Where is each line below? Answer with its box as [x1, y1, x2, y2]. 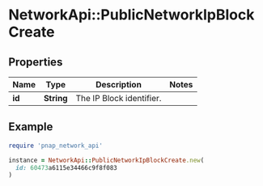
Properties [8, 55, 63, 69]
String [43, 93, 68, 104]
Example [8, 120, 53, 134]
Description [95, 79, 142, 90]
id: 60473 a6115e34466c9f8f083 [15, 163, 117, 171]
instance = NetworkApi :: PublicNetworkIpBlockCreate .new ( [8, 156, 205, 164]
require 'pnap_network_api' [8, 142, 104, 150]
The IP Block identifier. [75, 93, 162, 104]
